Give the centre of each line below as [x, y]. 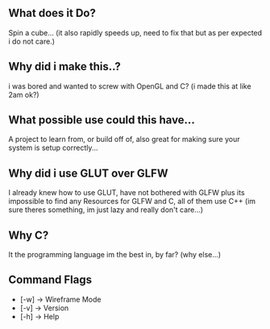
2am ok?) [24, 94]
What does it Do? [52, 13]
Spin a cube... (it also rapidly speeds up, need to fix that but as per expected [135, 32]
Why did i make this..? [64, 67]
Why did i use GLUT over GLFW [88, 173]
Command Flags [50, 280]
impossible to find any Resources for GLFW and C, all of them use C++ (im [132, 202]
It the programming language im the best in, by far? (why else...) [115, 255]
